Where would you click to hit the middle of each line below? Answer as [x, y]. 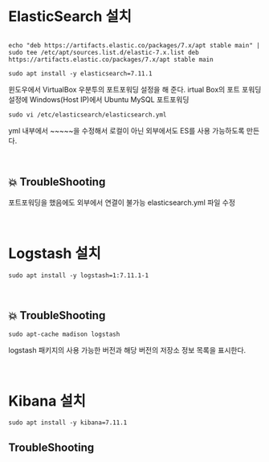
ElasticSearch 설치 [70, 16]
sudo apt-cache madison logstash [64, 334]
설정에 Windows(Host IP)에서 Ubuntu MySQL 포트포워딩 [99, 99]
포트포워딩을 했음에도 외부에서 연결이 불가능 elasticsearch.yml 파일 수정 [122, 202]
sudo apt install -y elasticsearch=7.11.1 [80, 73]
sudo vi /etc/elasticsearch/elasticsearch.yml [88, 114]
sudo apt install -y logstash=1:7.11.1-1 [79, 275]
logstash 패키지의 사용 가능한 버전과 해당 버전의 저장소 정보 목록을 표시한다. [127, 350]
